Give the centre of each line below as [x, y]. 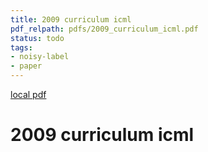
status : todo [37, 38]
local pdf [28, 94]
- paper [26, 66]
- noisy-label [40, 57]
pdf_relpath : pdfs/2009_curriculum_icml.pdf [104, 29]
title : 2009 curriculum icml [71, 19]
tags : [21, 47]
